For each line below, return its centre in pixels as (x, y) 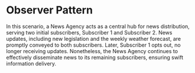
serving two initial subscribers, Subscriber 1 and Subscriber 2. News (89, 32)
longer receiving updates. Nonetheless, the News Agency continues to (92, 51)
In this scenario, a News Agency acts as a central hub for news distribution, (98, 26)
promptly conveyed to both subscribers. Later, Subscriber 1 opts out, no (94, 45)
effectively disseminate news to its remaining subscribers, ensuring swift (95, 57)
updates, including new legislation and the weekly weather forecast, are (94, 39)
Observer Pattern (50, 10)
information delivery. (31, 63)
